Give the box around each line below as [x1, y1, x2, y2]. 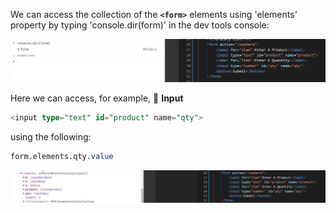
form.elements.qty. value [10, 152, 114, 162]
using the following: [10, 131, 92, 143]
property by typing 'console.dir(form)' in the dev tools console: [10, 19, 270, 31]
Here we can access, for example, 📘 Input [10, 92, 184, 104]
